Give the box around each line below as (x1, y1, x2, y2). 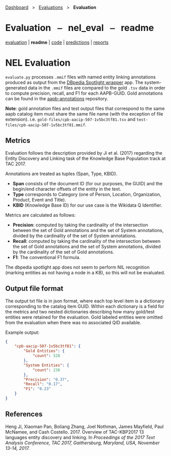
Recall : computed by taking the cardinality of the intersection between (12, 238, 161, 244)
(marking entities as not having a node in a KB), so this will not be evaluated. (5, 269, 165, 275)
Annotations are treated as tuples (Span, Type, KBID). (5, 170, 118, 177)
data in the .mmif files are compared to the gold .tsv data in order (27, 84, 166, 91)
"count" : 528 (32, 353, 60, 358)
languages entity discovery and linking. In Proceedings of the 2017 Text (5, 434, 155, 440)
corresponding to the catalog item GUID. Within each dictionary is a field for (5, 303, 164, 309)
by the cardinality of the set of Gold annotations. (12, 249, 115, 255)
